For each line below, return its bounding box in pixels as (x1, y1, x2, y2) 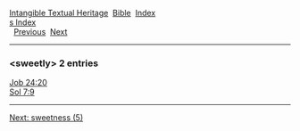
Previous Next (12, 27, 68, 37)
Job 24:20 (9, 78, 47, 88)
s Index (9, 17, 37, 28)
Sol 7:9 (9, 86, 35, 97)
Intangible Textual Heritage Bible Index (9, 8, 156, 18)
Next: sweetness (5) (9, 112, 84, 123)
